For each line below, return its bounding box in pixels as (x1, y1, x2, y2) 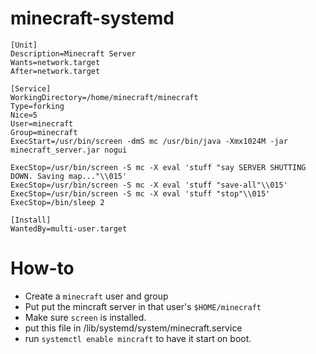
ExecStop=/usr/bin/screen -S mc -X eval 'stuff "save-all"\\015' (10, 180, 288, 190)
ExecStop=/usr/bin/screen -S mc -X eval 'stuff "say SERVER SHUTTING (10, 162, 307, 172)
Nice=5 (10, 110, 38, 120)
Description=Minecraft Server (10, 48, 137, 59)
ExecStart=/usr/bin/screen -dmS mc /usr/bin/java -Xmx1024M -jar (10, 136, 288, 146)
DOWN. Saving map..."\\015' (10, 171, 128, 181)
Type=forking (10, 101, 65, 111)
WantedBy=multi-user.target (10, 223, 128, 234)
